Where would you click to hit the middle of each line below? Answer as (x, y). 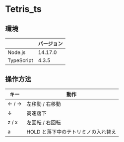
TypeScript (20, 60)
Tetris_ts (24, 9)
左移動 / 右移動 (44, 104)
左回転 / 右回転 (44, 122)
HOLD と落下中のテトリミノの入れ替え (71, 132)
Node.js (17, 52)
